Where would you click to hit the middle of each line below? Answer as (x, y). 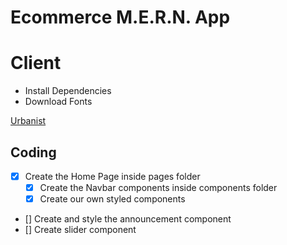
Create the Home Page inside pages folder (112, 176)
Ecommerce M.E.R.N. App (120, 17)
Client (36, 63)
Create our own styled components (112, 199)
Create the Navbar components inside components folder (158, 187)
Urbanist (28, 121)
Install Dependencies (68, 91)
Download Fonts (58, 102)
